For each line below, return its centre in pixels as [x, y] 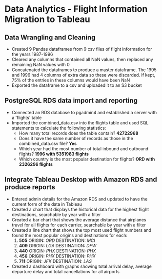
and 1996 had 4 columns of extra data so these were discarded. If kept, [83, 75]
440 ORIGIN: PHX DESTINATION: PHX [57, 251]
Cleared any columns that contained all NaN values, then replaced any [82, 59]
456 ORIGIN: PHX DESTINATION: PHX [57, 256]
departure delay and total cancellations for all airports [66, 271]
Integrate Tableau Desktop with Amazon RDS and [81, 180]
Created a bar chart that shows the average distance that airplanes [79, 219]
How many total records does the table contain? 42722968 [79, 133]
